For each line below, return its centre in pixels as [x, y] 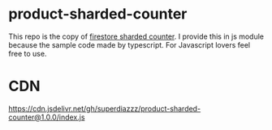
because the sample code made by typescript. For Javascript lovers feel [130, 44]
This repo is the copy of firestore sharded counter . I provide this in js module [136, 36]
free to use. [28, 53]
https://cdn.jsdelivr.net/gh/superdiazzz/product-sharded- [105, 108]
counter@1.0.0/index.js [47, 117]
